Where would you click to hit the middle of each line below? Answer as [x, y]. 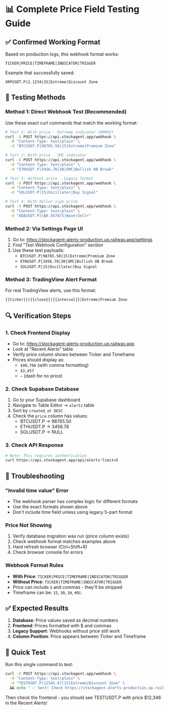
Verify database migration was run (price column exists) [71, 536]
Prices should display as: [38, 360]
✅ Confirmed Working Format [53, 42]
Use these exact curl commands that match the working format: [71, 123]
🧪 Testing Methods [35, 98]
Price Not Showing [29, 525]
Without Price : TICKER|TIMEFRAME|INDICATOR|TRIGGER [67, 582]
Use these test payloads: [38, 250]
